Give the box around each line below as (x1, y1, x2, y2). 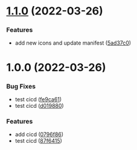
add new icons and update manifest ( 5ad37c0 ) (14, 39, 132, 46)
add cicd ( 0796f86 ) (14, 131, 64, 138)
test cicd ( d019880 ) (14, 102, 65, 109)
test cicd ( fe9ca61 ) (14, 95, 62, 103)
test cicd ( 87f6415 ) (14, 137, 62, 145)
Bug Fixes (6, 82, 36, 90)
